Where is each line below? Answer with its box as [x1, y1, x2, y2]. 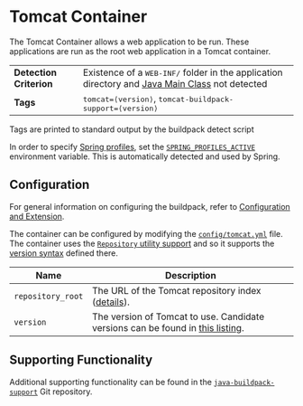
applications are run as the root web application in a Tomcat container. [9, 45, 271, 56]
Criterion [14, 77, 53, 90]
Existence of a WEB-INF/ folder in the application [82, 66, 283, 79]
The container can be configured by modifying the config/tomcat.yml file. [9, 228, 284, 239]
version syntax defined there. [9, 247, 119, 259]
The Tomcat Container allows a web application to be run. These [9, 36, 250, 47]
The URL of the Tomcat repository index [91, 284, 262, 297]
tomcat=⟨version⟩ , [82, 92, 156, 105]
